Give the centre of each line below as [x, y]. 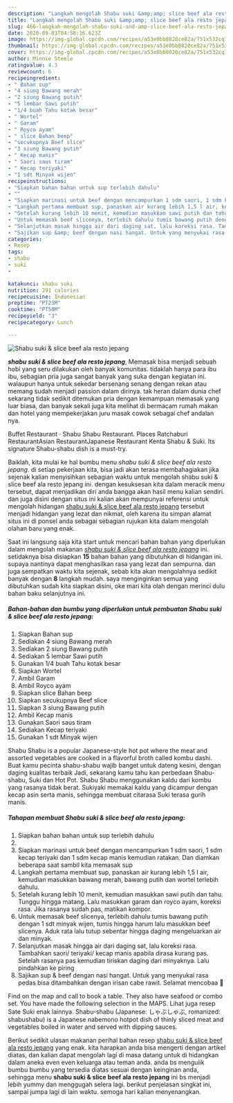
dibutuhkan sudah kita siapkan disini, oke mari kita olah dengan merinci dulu [116, 585]
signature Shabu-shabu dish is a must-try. [67, 448]
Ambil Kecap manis [45, 715]
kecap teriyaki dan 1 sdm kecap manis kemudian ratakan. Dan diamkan [119, 857]
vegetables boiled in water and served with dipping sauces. [93, 1027]
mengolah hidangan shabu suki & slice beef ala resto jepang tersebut [106, 506]
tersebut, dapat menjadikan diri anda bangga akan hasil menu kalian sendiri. [116, 491]
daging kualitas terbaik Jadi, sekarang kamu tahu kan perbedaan [100, 773]
